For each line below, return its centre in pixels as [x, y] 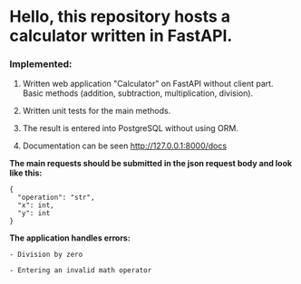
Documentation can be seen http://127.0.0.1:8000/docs [125, 146]
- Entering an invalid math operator [81, 270]
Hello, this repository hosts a [120, 17]
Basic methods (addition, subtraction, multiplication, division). [138, 93]
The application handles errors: [70, 238]
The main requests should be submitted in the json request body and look [151, 164]
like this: [26, 173]
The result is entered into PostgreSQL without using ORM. [130, 128]
